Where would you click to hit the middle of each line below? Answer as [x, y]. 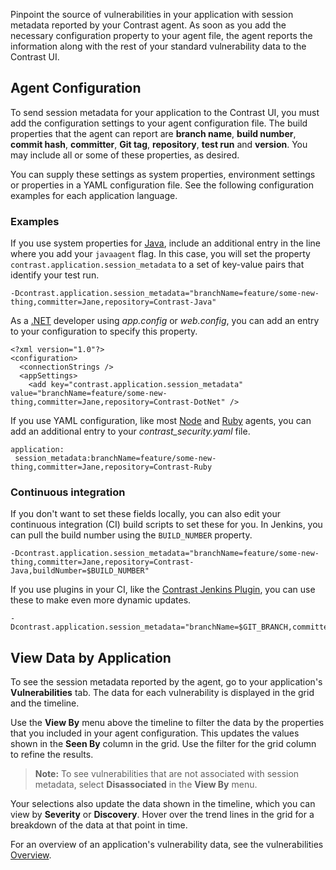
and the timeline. [45, 703]
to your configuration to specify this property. [104, 331]
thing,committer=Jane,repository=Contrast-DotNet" [118, 402]
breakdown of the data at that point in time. [99, 825]
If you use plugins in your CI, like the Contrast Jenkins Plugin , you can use [163, 590]
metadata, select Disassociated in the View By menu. [146, 785]
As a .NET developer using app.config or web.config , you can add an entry [165, 321]
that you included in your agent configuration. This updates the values [155, 733]
